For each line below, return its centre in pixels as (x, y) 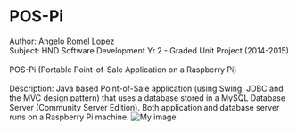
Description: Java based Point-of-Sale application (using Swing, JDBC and (146, 88)
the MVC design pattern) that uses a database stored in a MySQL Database (148, 98)
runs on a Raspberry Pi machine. (69, 117)
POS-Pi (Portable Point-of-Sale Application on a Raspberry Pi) (123, 70)
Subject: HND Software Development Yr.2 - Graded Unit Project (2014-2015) (149, 50)
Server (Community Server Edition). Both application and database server (144, 107)
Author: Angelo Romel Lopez (62, 41)
